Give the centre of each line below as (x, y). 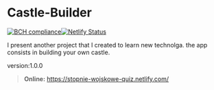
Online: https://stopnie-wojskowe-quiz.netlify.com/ (96, 79)
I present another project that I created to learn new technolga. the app (107, 45)
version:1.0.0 (25, 65)
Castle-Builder (50, 13)
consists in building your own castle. (59, 52)
